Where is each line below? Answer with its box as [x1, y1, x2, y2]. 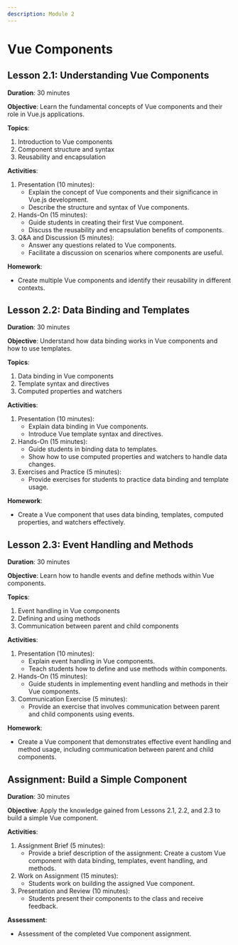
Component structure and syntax [17, 145, 115, 153]
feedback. [28, 902, 58, 911]
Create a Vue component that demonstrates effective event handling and [17, 738, 232, 746]
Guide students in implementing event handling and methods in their [28, 680, 229, 688]
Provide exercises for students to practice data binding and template [28, 475, 229, 484]
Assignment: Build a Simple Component [7, 773, 188, 785]
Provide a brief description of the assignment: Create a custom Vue [28, 849, 226, 857]
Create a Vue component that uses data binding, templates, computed [17, 510, 224, 519]
